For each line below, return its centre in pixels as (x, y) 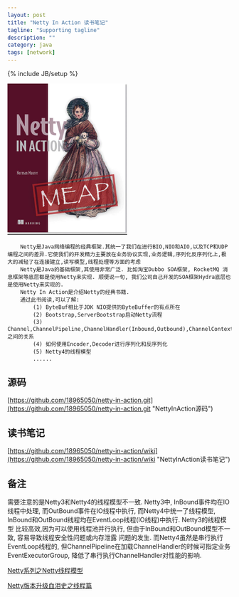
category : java (30, 45)
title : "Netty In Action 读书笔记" (58, 22)
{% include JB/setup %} (43, 74)
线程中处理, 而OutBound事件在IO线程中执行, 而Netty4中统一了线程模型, (111, 511)
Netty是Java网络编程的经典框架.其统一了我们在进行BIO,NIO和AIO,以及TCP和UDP (124, 247)
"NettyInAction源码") (182, 408)
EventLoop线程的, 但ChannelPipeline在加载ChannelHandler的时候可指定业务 (119, 546)
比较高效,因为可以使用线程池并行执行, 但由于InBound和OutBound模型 (117, 529)
